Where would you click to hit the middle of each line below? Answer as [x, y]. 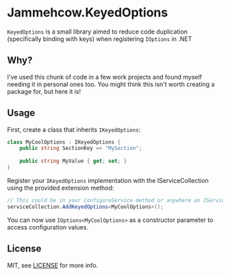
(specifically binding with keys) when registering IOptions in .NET [100, 38]
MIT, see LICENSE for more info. [52, 265]
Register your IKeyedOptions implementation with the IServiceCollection [108, 180]
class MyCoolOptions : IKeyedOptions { [64, 142]
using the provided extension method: [61, 188]
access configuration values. [48, 227]
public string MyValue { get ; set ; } [73, 161]
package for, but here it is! [44, 91]
